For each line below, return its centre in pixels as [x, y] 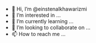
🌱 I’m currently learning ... [42, 21]
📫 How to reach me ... [38, 34]
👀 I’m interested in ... [36, 15]
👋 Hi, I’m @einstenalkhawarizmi [49, 9]
